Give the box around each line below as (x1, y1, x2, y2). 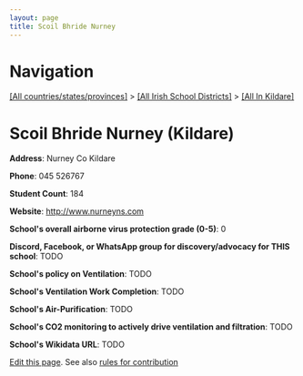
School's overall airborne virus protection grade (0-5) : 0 (9, 224, 227, 235)
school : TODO (9, 251, 64, 262)
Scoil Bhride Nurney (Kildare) (9, 123, 235, 144)
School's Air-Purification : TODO (9, 304, 134, 315)
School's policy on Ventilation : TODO (9, 269, 153, 279)
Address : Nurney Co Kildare (9, 153, 116, 164)
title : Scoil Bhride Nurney (9, 22, 116, 31)
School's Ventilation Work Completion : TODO (9, 286, 185, 297)
